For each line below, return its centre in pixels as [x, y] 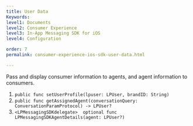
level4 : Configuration [34, 39]
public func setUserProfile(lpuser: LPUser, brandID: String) [92, 94]
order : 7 [17, 50]
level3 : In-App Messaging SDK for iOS [53, 33]
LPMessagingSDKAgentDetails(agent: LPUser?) [70, 117]
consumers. [20, 83]
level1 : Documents [28, 22]
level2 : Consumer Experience [42, 28]
